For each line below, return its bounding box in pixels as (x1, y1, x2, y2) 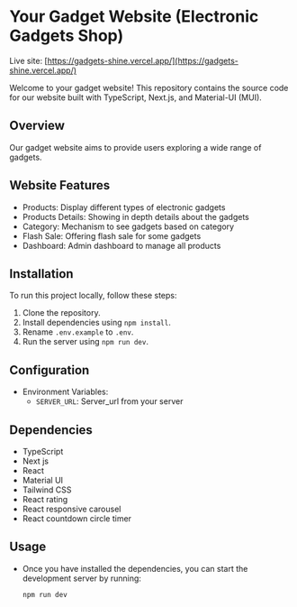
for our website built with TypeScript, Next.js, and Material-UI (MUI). (9, 92, 263, 103)
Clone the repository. (22, 308, 101, 318)
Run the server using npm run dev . (22, 336, 148, 347)
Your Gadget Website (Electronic (9, 6, 259, 27)
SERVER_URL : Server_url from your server (35, 396, 184, 407)
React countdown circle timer (22, 513, 132, 524)
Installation (9, 266, 74, 281)
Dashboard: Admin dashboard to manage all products (22, 240, 221, 251)
